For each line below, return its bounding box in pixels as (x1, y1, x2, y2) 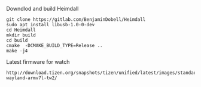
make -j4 (6, 48, 28, 54)
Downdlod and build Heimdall (6, 5, 79, 12)
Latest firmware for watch (6, 58, 70, 65)
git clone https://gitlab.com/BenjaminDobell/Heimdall (6, 17, 146, 23)
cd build (6, 38, 28, 44)
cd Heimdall (6, 27, 36, 33)
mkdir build (6, 32, 36, 38)
